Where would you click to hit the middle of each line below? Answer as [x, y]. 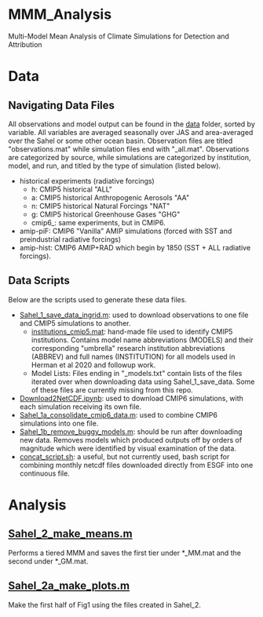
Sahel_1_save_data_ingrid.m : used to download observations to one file [134, 315]
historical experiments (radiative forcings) [87, 181]
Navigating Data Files [62, 105]
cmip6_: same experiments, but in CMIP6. [99, 222]
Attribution [25, 44]
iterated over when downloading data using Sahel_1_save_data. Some [143, 382]
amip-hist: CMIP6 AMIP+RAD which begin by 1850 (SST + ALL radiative [135, 247]
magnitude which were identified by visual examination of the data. [128, 448]
